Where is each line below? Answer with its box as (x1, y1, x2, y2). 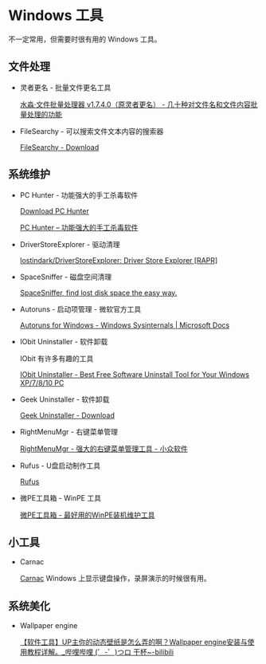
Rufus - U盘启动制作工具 (19, 461, 101, 470)
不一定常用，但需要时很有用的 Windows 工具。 (8, 34, 162, 44)
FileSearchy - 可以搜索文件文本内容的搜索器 (19, 126, 164, 136)
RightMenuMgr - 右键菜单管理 (19, 426, 118, 436)
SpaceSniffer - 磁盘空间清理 (19, 272, 112, 281)
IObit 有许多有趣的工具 (19, 353, 94, 363)
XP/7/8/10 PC (19, 378, 65, 387)
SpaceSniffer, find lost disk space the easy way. (19, 288, 178, 297)
